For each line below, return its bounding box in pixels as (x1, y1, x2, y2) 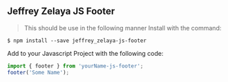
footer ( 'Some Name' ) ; (7, 69, 70, 76)
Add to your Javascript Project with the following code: (7, 49, 164, 57)
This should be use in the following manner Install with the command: (23, 23, 222, 32)
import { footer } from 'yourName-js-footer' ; (7, 62, 144, 70)
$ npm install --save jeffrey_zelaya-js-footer (7, 37, 147, 44)
